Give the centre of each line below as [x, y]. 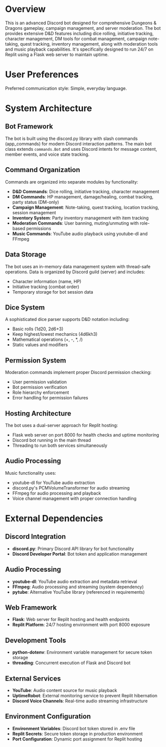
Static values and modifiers [40, 345]
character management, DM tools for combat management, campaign [76, 39]
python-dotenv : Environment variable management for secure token [82, 652]
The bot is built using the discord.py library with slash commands [71, 138]
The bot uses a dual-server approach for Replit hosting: [62, 425]
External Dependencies [54, 518]
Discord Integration [36, 537]
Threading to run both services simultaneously [60, 445]
